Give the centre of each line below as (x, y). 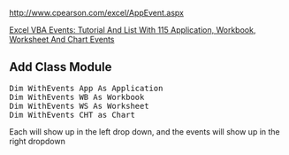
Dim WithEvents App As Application (86, 88)
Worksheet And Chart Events (62, 39)
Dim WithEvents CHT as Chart (72, 115)
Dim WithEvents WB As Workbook (77, 97)
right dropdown (38, 141)
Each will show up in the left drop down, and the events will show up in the (144, 131)
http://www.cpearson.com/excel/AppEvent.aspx (96, 13)
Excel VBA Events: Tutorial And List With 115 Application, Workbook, (133, 30)
